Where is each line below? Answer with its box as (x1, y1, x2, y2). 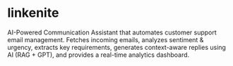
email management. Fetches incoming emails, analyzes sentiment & (7, 35, 204, 44)
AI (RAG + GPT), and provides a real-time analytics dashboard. (7, 51, 190, 59)
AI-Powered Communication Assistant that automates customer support (7, 28, 217, 37)
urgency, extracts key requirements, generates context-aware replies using (7, 43, 226, 51)
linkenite (7, 5, 59, 21)
